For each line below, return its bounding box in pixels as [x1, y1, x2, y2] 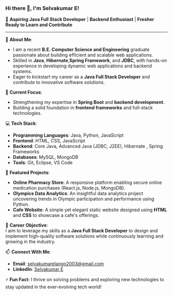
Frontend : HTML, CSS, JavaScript [12, 138, 85, 144]
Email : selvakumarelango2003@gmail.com [12, 261, 104, 267]
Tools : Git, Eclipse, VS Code [12, 159, 73, 166]
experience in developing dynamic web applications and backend [12, 63, 152, 69]
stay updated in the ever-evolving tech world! [5, 284, 102, 290]
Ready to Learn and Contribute [5, 22, 73, 28]
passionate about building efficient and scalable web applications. [12, 52, 153, 58]
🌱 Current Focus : [5, 89, 43, 96]
